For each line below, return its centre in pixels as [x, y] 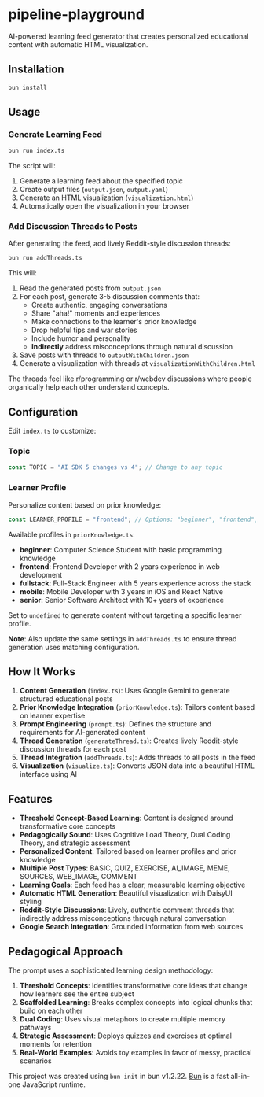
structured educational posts [66, 699]
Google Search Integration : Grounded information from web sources [131, 927]
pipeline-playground [77, 15]
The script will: [32, 166]
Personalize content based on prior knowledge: [85, 504]
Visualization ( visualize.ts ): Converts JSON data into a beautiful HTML [137, 766]
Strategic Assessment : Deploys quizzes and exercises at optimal [125, 1036]
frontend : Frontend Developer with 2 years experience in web [119, 566]
